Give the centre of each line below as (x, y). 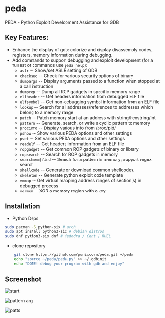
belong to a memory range (47, 112)
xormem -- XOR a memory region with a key (63, 191)
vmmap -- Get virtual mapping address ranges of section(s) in (81, 180)
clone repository (29, 246)
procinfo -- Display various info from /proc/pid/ (68, 128)
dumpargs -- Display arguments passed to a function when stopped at (90, 81)
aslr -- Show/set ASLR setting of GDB (58, 70)
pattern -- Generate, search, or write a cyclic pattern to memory (85, 123)
